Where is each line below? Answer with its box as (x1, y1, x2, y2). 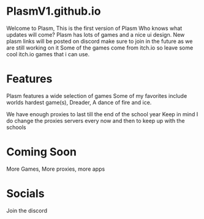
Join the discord (6, 207, 48, 214)
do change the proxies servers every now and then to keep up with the (6, 117, 185, 124)
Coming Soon (6, 145, 77, 159)
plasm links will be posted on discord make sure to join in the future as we (6, 37, 193, 45)
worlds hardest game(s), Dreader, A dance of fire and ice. (6, 98, 152, 106)
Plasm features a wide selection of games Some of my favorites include (6, 92, 187, 99)
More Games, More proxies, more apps (6, 165, 105, 173)
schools (6, 124, 26, 131)
